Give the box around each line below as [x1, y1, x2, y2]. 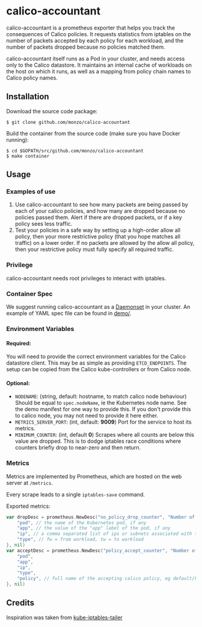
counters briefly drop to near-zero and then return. [14, 444, 141, 451]
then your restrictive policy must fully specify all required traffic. [14, 246, 174, 253]
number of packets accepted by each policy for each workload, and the [6, 37, 184, 44]
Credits [6, 598, 35, 608]
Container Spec [6, 289, 53, 298]
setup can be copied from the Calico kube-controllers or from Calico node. [6, 366, 192, 373]
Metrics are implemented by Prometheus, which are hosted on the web [6, 472, 182, 480]
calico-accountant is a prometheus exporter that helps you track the [6, 24, 176, 31]
